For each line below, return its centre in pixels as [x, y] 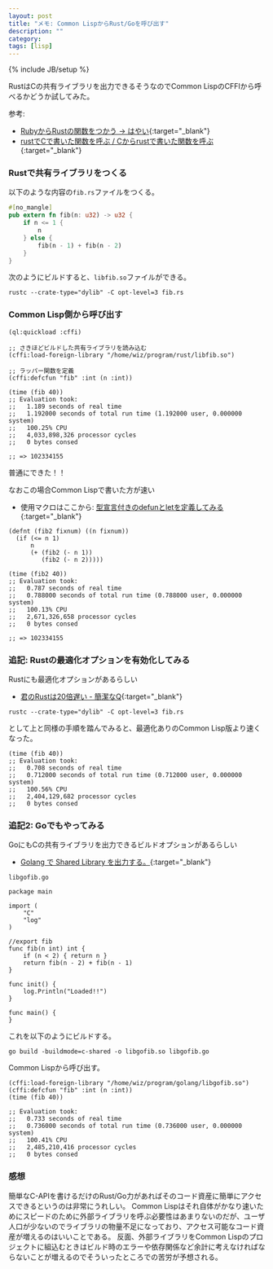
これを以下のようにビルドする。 [62, 1036]
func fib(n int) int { [47, 949]
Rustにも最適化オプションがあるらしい [73, 679]
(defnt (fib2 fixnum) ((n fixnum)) [69, 531]
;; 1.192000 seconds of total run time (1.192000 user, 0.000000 [125, 413]
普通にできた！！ [37, 472]
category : [25, 39]
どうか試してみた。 [62, 97]
